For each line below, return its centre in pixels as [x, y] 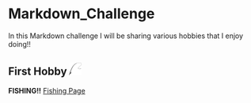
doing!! [20, 44]
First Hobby [38, 72]
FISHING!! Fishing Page [47, 90]
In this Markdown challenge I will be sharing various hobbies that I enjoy [126, 36]
